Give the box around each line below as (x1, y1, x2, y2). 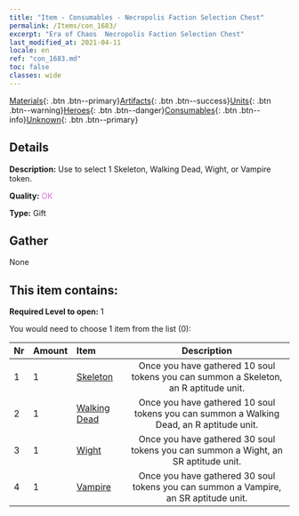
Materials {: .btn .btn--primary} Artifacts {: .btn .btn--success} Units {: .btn (9, 95, 271, 106)
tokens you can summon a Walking (133, 407, 280, 420)
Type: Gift (9, 207, 46, 218)
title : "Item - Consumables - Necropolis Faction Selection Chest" (9, 12, 265, 22)
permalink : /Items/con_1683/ (9, 21, 117, 30)
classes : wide (9, 71, 62, 80)
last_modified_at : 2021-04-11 (9, 37, 122, 47)
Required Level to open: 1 (9, 306, 104, 317)
